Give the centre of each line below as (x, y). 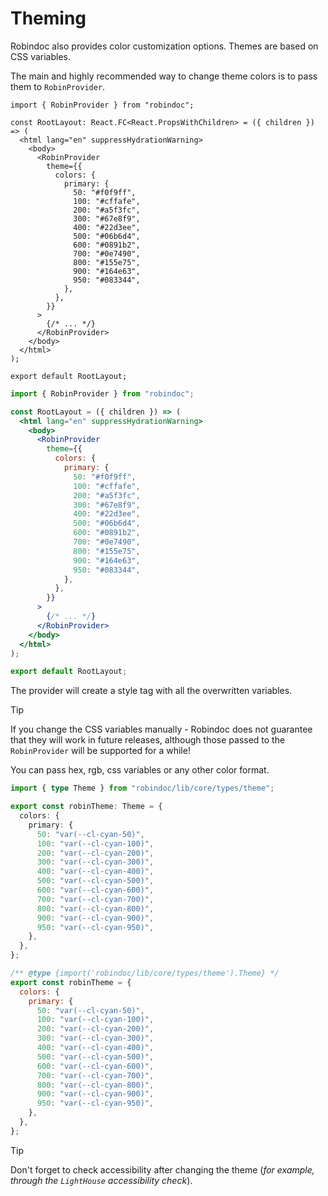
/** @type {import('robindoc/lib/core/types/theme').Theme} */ (145, 973)
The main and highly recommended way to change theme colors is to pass (164, 76)
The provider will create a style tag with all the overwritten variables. (151, 691)
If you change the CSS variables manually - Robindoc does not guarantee (161, 729)
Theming (48, 18)
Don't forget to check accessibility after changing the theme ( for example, (162, 1169)
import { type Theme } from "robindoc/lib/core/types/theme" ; (142, 788)
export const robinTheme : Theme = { (86, 807)
